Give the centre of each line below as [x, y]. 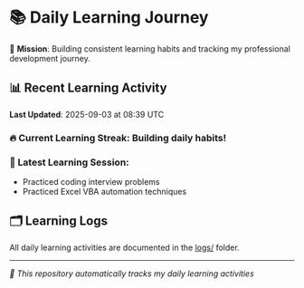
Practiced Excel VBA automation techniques [104, 191]
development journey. [50, 58]
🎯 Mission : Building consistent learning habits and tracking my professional [150, 48]
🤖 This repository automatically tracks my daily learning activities [132, 274]
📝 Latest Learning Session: [69, 162]
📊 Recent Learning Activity [88, 88]
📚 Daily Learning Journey [109, 18]
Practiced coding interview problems [91, 181]
